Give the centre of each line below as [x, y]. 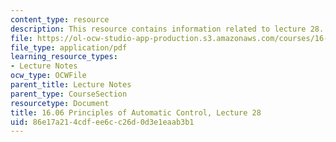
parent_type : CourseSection [69, 94]
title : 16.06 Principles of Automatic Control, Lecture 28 [136, 112]
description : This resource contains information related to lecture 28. [167, 29]
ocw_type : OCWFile [48, 76]
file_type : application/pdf [69, 47]
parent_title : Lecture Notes [71, 85]
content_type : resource [60, 19]
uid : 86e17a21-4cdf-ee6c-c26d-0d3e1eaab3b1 [102, 122]
